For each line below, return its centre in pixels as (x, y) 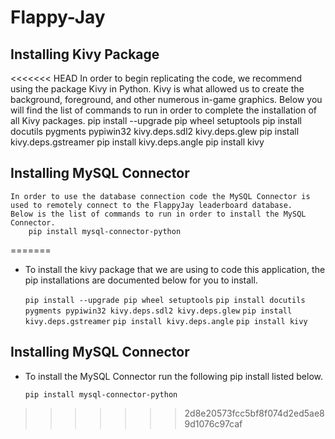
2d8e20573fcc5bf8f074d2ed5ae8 (254, 413)
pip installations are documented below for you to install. (141, 280)
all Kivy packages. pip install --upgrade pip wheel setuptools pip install (156, 120)
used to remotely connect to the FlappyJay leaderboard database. (151, 205)
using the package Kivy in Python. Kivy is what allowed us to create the (157, 89)
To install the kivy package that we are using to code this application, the (175, 269)
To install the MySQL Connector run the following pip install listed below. (174, 376)
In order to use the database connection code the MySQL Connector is (160, 196)
